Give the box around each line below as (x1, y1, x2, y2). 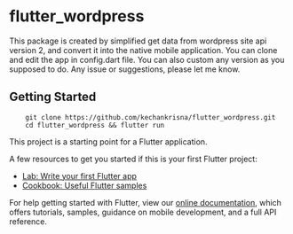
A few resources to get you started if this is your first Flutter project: (9, 153, 257, 164)
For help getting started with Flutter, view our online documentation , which (9, 197, 282, 207)
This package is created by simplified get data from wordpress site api (9, 35, 267, 46)
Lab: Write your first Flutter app (21, 170, 138, 181)
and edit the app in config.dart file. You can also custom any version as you (9, 54, 285, 65)
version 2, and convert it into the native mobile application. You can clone (9, 44, 278, 55)
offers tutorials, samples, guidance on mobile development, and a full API (9, 207, 277, 217)
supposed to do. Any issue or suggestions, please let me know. (9, 64, 241, 74)
